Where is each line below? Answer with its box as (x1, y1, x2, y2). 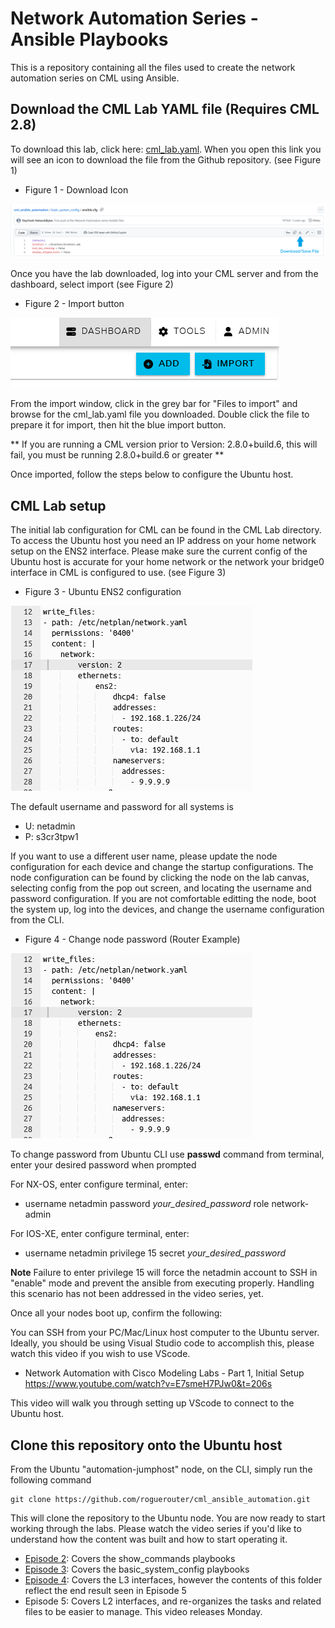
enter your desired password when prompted (10, 1159, 197, 1171)
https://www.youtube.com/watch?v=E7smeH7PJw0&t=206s (24, 1378, 273, 1390)
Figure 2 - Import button (24, 298, 125, 310)
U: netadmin (24, 820, 76, 832)
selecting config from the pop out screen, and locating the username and (10, 882, 312, 894)
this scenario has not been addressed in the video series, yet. (10, 1288, 264, 1300)
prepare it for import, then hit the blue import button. (10, 419, 227, 431)
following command (10, 1474, 92, 1486)
